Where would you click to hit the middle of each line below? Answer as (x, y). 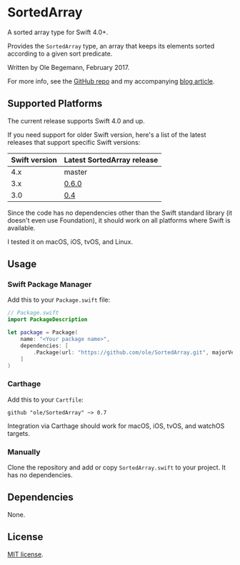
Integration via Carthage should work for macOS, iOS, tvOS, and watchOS (116, 426)
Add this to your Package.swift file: (59, 300)
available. (21, 228)
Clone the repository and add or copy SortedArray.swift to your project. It (117, 467)
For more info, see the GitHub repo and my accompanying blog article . (111, 81)
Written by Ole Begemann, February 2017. (69, 67)
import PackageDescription (47, 320)
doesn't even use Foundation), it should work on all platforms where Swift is (119, 220)
